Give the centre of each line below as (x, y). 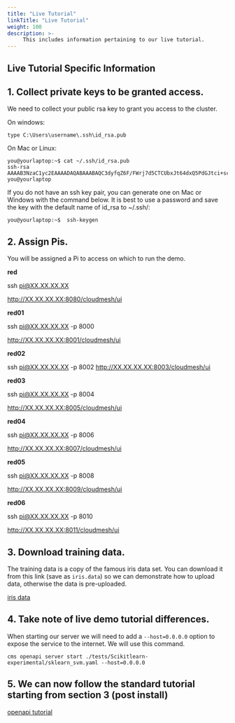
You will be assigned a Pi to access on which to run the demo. (97, 259)
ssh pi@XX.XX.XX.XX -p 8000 (51, 326)
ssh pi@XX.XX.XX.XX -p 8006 (51, 435)
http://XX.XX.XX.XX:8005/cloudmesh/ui (65, 408)
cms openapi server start (45, 656)
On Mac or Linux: (32, 149)
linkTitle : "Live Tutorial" (48, 20)
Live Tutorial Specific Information (81, 68)
